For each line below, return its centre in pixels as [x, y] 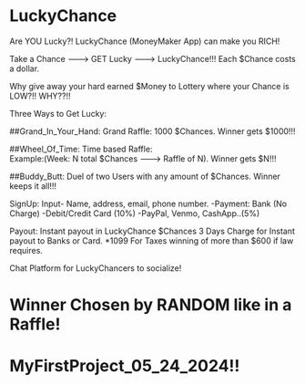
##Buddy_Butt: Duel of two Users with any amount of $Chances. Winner [145, 176]
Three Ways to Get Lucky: [58, 113]
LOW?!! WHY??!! [40, 96]
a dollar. [24, 68]
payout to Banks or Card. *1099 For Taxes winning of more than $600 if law [152, 240]
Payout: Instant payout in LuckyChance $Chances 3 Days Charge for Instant [152, 231]
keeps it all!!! [33, 186]
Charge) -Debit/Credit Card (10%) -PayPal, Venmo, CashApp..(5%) [135, 213]
